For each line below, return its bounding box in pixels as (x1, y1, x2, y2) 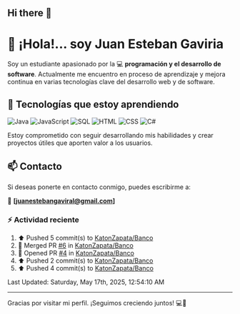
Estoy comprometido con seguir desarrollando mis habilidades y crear (7, 131, 214, 140)
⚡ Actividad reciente (7, 215, 80, 225)
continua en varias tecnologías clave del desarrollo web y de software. (7, 78, 216, 86)
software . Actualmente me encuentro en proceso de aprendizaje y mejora (7, 70, 226, 78)
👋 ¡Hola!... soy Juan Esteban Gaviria (7, 36, 224, 52)
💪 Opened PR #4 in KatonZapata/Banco (17, 249, 134, 258)
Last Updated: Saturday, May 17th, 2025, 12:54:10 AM (7, 278, 165, 286)
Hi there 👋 (7, 7, 52, 19)
